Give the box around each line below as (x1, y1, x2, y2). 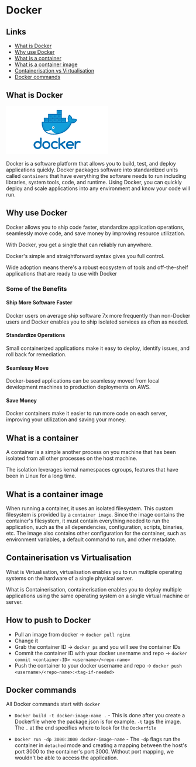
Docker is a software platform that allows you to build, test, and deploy (6, 160, 177, 167)
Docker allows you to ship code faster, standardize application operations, (6, 223, 185, 231)
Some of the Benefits (6, 284, 67, 293)
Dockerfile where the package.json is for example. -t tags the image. (14, 718, 181, 725)
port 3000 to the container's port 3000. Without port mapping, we (14, 748, 174, 755)
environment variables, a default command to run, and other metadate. (6, 536, 177, 543)
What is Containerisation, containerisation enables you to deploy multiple (6, 586, 183, 593)
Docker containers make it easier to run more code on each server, (6, 410, 168, 417)
